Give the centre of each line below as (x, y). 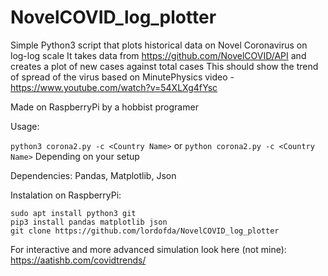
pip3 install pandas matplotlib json (89, 222)
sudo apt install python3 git (73, 213)
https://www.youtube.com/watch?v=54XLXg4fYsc (114, 87)
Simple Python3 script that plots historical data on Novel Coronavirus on (159, 45)
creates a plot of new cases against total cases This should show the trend (164, 66)
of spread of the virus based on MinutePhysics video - (122, 77)
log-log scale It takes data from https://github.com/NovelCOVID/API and (158, 55)
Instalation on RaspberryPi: (66, 195)
